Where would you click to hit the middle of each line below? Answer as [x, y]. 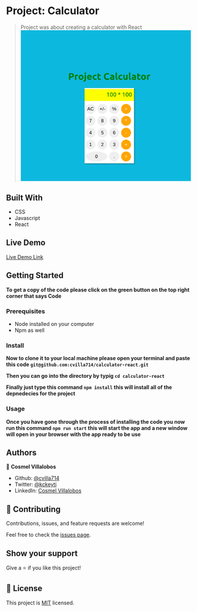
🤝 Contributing [33, 509]
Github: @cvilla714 [37, 478]
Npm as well [30, 330]
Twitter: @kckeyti [35, 484]
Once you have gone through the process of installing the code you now [96, 421]
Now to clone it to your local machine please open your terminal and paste [98, 358]
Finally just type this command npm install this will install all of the [89, 387]
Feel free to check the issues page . [48, 535]
